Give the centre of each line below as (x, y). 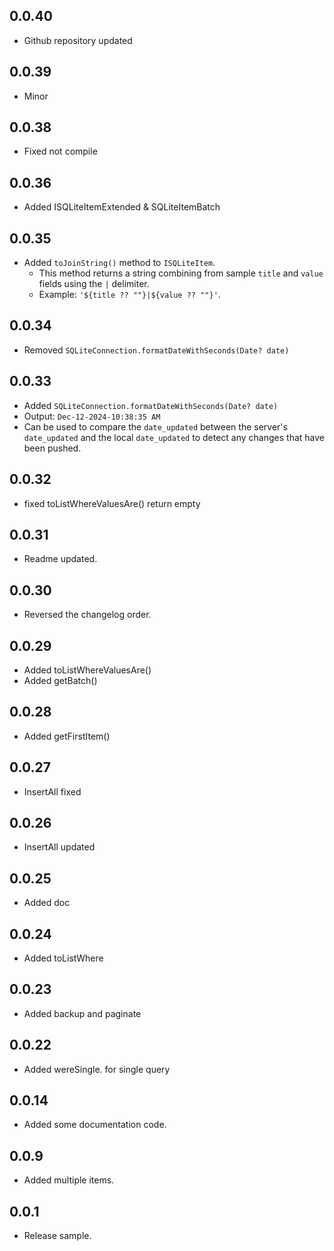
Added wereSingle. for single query (97, 1069)
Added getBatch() (60, 680)
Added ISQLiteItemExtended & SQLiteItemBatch (122, 207)
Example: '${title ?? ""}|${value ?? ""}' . (129, 295)
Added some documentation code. (95, 1125)
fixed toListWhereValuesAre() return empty (112, 503)
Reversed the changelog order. (87, 615)
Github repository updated (78, 40)
